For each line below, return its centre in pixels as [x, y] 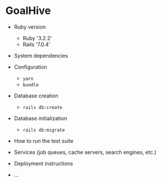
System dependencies [41, 55]
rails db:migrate [44, 130]
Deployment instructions [44, 163]
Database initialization [41, 118]
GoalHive [28, 11]
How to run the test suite [44, 140]
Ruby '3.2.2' [37, 38]
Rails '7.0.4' [37, 44]
